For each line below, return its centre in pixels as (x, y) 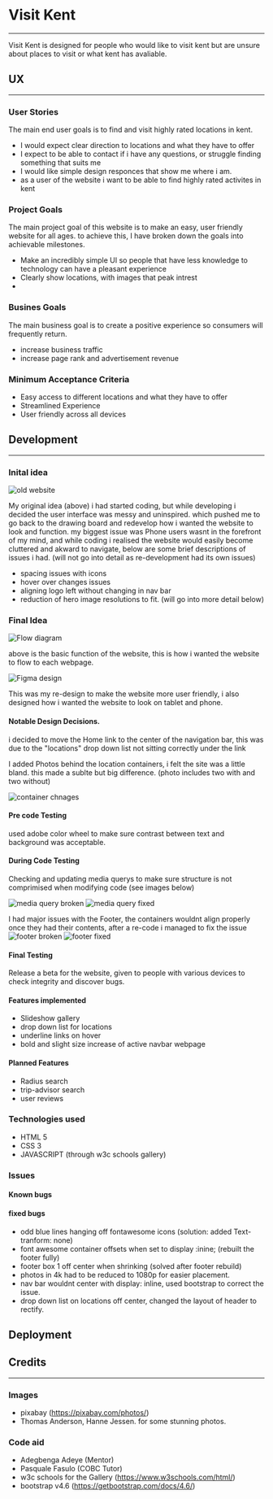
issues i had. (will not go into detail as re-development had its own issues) (132, 558)
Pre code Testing (38, 816)
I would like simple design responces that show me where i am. (126, 172)
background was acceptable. (57, 842)
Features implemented (48, 1000)
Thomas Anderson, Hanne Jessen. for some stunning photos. (123, 1422)
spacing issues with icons (63, 573)
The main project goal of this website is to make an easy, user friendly (126, 227)
